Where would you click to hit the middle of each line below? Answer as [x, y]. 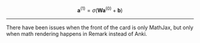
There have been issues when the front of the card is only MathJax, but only [100, 27]
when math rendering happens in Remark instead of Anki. [77, 33]
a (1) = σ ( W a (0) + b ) [100, 10]
